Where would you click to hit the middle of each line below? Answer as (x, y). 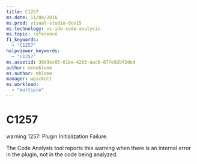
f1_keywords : (23, 40)
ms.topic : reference (32, 34)
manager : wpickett (29, 79)
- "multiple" (28, 90)
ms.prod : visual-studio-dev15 (44, 23)
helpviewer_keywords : (33, 51)
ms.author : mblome (29, 73)
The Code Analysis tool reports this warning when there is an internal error (98, 148)
